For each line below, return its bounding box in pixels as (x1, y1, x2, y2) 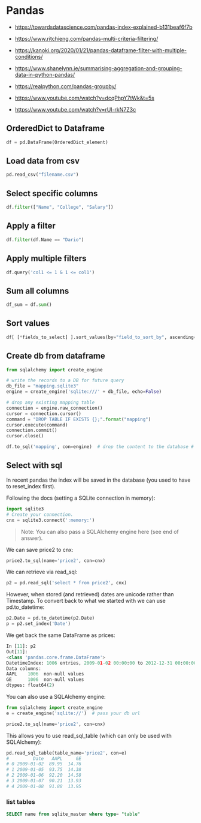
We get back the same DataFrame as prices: (6, 632, 115, 639)
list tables (6, 797, 36, 806)
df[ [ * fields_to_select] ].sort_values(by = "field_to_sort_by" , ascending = (6, 334, 197, 340)
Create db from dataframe (6, 351, 106, 361)
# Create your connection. (6, 511, 74, 518)
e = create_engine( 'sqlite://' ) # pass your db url (6, 710, 141, 716)
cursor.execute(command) (6, 422, 68, 428)
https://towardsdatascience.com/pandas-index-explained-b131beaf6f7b (14, 23, 193, 31)
